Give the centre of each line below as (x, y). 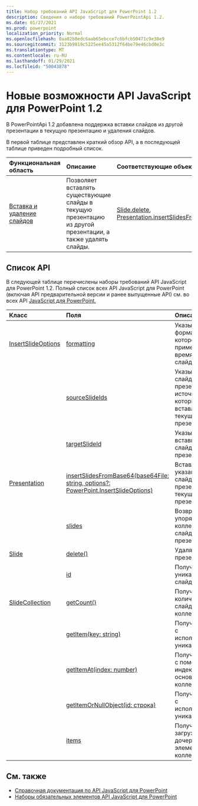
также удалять (87, 240)
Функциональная (35, 163)
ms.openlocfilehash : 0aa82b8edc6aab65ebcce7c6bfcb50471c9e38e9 (85, 39)
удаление (23, 214)
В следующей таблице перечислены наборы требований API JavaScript (96, 282)
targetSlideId (84, 444)
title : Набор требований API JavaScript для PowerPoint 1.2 (82, 12)
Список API (28, 268)
